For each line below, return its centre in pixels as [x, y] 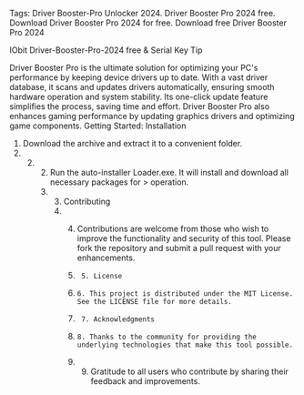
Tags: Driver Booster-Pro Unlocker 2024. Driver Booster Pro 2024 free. [142, 13]
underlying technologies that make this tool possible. [185, 345]
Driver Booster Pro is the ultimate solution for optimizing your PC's [134, 68]
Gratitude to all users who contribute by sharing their [190, 371]
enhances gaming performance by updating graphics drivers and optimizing [152, 116]
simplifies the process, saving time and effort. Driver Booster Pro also [140, 106]
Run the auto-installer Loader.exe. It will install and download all [169, 172]
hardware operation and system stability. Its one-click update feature [139, 96]
